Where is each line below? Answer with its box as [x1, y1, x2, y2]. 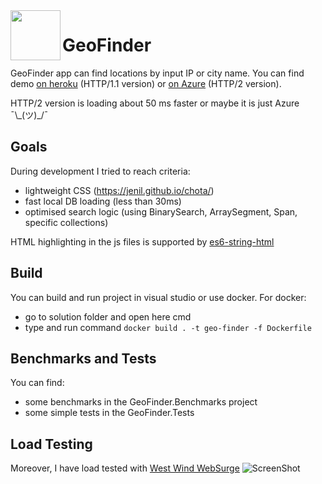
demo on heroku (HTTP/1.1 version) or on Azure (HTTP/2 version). [10, 77, 282, 89]
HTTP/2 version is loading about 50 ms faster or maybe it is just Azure [10, 97, 300, 109]
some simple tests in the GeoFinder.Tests [24, 407, 195, 419]
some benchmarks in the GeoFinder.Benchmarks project [24, 396, 258, 408]
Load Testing [10, 435, 93, 453]
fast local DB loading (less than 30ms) [24, 195, 182, 207]
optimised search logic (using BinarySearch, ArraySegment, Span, [24, 205, 298, 218]
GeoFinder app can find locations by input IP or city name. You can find [10, 67, 305, 79]
